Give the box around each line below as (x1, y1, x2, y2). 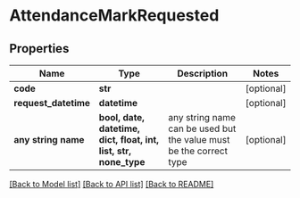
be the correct (168, 144, 228, 157)
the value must (168, 134, 230, 145)
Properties (9, 41, 70, 56)
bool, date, (98, 111, 146, 123)
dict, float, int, (98, 134, 159, 145)
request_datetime (13, 97, 91, 109)
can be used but (168, 122, 237, 135)
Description (177, 68, 229, 79)
